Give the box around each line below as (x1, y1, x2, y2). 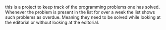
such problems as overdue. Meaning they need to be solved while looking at (5, 15, 161, 20)
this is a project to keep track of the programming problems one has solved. (5, 4, 160, 10)
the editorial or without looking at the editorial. (5, 19, 99, 25)
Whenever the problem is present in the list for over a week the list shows (5, 9, 155, 15)
